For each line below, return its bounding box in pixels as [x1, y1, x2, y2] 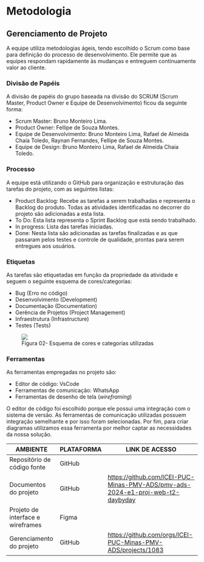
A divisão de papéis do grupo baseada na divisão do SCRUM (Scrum [6, 93, 178, 100]
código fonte [9, 463, 46, 471]
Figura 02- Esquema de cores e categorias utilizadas [21, 339, 154, 347]
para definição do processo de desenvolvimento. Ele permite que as [6, 51, 177, 58]
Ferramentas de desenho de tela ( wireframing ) [15, 393, 132, 400]
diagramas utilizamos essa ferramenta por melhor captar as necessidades [6, 424, 192, 432]
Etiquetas [6, 257, 35, 266]
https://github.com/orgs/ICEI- [107, 530, 193, 539]
